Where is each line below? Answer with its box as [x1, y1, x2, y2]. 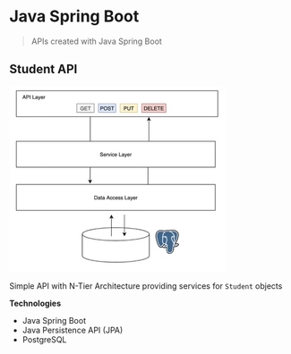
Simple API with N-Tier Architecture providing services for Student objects [9, 280, 283, 291]
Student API [9, 62, 78, 77]
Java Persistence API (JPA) [21, 324, 124, 335]
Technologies [9, 298, 62, 308]
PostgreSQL [21, 333, 67, 345]
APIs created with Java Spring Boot [30, 36, 163, 46]
